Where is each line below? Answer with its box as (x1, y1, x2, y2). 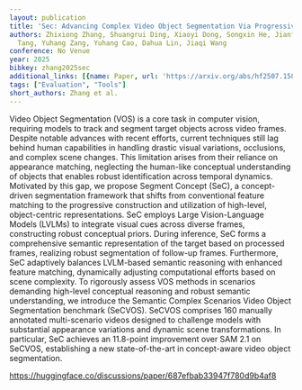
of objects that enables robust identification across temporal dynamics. (9, 170, 273, 181)
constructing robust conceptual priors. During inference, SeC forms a (9, 228, 267, 239)
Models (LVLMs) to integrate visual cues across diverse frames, (9, 218, 245, 230)
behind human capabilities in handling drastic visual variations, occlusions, (9, 141, 286, 153)
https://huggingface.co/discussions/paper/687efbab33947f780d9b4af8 (9, 370, 277, 381)
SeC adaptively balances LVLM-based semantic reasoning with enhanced (9, 257, 283, 268)
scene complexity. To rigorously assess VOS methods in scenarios (9, 276, 256, 286)
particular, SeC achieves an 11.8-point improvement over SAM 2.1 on (9, 333, 262, 344)
